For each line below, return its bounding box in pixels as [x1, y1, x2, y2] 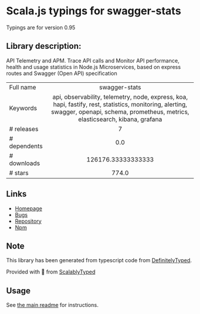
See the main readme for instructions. [6, 301, 99, 309]
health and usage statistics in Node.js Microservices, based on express [6, 63, 181, 70]
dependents [9, 142, 43, 150]
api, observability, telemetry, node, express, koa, [52, 92, 188, 101]
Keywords [9, 104, 37, 112]
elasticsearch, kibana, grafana [78, 115, 162, 123]
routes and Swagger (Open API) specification [6, 70, 118, 77]
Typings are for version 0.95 [6, 24, 76, 31]
